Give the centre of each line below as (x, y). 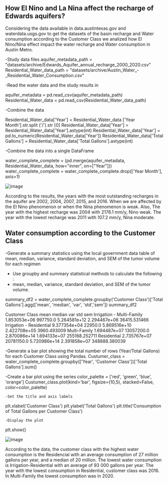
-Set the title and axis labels (39, 397)
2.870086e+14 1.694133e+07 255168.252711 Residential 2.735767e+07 (78, 336)
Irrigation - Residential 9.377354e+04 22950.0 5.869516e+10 (68, 325)
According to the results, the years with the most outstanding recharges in (82, 196)
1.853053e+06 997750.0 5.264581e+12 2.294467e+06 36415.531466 (77, 320)
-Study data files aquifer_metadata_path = (49, 59)
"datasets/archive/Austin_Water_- (104, 70)
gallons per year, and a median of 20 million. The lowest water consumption (83, 460)
